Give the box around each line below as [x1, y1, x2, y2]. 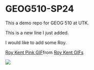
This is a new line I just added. [5, 29, 69, 36]
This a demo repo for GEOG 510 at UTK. [5, 20, 89, 26]
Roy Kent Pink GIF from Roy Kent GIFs [5, 49, 84, 55]
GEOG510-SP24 [5, 3, 74, 15]
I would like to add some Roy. [5, 39, 67, 46]
